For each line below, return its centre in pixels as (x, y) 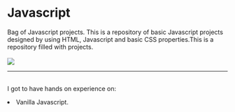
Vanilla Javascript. (42, 102)
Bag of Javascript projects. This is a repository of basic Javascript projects (115, 32)
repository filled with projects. (50, 47)
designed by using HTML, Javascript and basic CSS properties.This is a (111, 39)
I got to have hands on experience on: (62, 88)
